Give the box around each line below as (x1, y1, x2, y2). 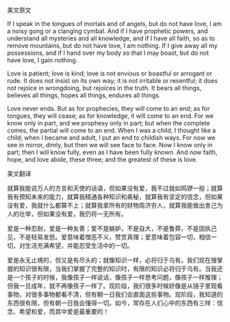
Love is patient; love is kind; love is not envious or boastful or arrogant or (7, 69, 213, 77)
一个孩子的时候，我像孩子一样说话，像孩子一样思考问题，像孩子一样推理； (12, 273, 223, 281)
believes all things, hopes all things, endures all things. (7, 91, 161, 99)
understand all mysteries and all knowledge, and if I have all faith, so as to (7, 34, 216, 42)
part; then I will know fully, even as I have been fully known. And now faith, (7, 148, 218, 156)
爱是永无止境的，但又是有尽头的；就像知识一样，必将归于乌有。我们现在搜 (7, 256, 217, 264)
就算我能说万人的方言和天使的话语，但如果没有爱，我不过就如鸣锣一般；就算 (7, 184, 223, 192)
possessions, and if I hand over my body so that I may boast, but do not (7, 49, 209, 57)
